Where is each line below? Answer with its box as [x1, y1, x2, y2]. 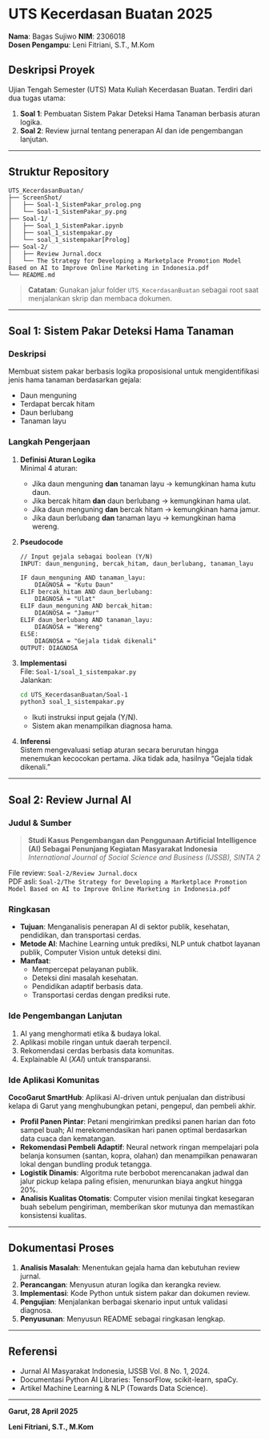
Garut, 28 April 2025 [8, 1406, 78, 1416]
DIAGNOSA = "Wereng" [34, 623, 103, 631]
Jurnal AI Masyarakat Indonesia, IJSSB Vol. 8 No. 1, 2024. [19, 1366, 211, 1376]
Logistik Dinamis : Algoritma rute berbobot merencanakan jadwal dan [19, 1167, 249, 1177]
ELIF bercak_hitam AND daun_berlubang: [19, 587, 154, 595]
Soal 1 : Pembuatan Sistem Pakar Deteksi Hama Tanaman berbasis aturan [19, 108, 260, 118]
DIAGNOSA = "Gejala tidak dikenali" [34, 636, 157, 645]
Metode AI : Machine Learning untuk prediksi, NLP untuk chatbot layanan [19, 939, 261, 949]
